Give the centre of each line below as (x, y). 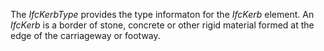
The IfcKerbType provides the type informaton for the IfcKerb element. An (162, 14)
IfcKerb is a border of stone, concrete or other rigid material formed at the (162, 25)
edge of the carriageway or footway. (85, 35)
